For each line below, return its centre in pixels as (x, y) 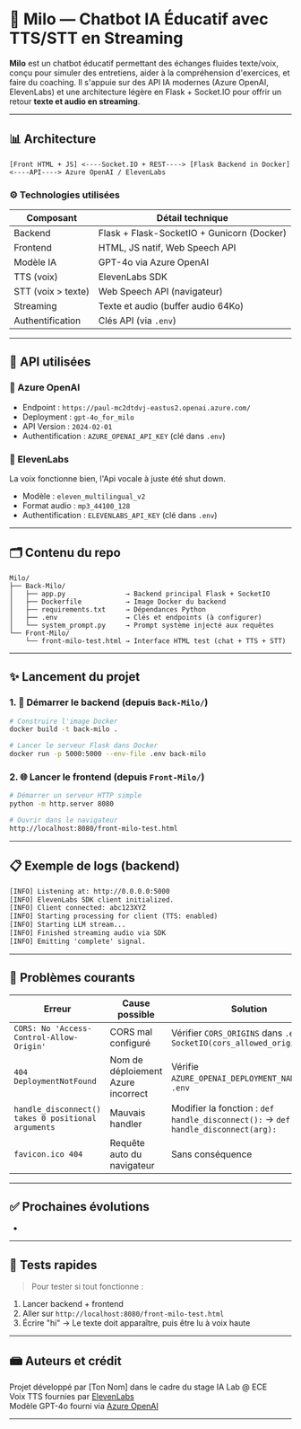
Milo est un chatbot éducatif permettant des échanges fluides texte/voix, (144, 63)
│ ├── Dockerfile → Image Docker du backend (118, 602)
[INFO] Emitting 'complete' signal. (77, 941)
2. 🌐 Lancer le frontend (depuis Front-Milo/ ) (107, 777)
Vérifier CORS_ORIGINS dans (227, 1033)
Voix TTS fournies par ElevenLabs (72, 1397)
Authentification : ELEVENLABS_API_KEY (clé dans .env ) (120, 516)
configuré (130, 1043)
